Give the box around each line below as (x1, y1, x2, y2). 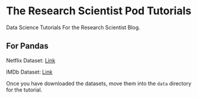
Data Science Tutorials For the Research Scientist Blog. (6, 24, 141, 31)
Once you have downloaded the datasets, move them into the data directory (6, 80, 192, 87)
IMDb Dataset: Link (6, 68, 53, 75)
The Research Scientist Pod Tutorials (6, 4, 192, 18)
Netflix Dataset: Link (6, 56, 56, 64)
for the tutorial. (6, 86, 43, 93)
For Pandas (6, 41, 49, 51)
